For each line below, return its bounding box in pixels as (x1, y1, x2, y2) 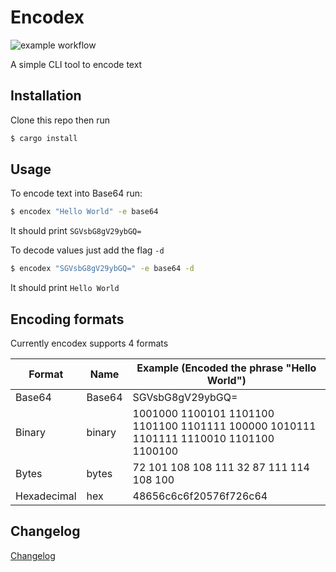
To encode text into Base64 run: (10, 187, 143, 200)
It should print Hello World (10, 282, 120, 294)
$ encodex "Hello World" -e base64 (10, 207, 159, 217)
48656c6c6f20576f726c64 (132, 489, 268, 503)
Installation (10, 87, 82, 105)
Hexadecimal (15, 489, 77, 503)
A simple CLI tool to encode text (10, 58, 143, 70)
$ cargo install (10, 133, 78, 143)
